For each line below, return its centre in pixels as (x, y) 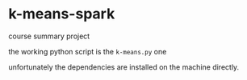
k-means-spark (62, 14)
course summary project (49, 36)
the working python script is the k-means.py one (88, 51)
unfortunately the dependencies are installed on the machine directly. (124, 67)
